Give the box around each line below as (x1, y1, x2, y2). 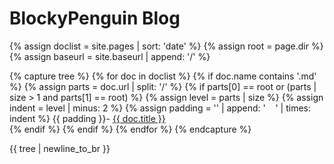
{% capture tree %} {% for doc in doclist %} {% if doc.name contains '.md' (9, 70, 317, 82)
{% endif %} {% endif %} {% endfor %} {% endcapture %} (9, 123, 252, 135)
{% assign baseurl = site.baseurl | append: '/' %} (9, 50, 211, 62)
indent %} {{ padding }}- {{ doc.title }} (9, 112, 166, 124)
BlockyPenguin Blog (9, 7, 181, 30)
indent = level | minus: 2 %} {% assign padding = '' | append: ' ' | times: (9, 102, 312, 114)
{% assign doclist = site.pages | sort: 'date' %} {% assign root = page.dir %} (9, 40, 324, 52)
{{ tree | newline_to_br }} (9, 142, 111, 154)
